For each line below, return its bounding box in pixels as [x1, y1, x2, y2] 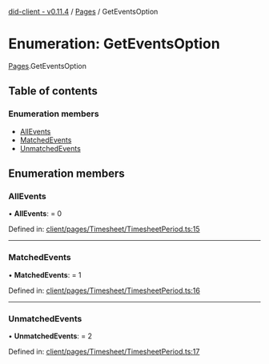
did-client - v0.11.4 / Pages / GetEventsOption [8, 7, 159, 16]
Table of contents [8, 84, 98, 98]
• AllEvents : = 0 [8, 209, 62, 218]
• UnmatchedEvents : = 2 [8, 331, 93, 341]
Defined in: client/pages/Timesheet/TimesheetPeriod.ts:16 [8, 286, 200, 295]
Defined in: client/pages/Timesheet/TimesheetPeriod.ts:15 [8, 224, 200, 234]
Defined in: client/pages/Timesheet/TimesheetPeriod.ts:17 [8, 346, 200, 356]
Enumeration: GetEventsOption [8, 35, 220, 53]
